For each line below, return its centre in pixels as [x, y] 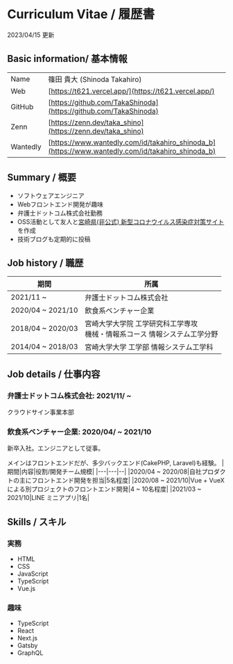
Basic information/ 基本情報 [67, 59]
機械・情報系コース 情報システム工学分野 [152, 334]
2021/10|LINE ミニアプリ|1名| [49, 498]
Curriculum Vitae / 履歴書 [81, 14]
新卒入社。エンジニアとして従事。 [56, 448]
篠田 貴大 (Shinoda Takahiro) [95, 79]
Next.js [27, 638]
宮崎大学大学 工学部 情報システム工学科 [149, 347]
